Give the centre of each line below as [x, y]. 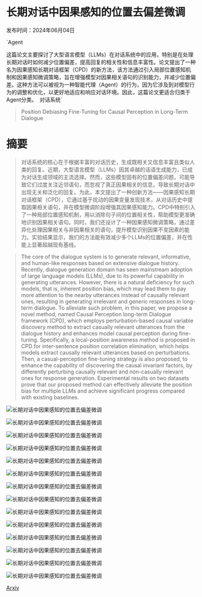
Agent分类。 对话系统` [34, 99]
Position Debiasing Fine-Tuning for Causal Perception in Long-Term [104, 111]
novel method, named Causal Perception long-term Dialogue [96, 314]
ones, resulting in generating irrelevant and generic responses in [101, 301]
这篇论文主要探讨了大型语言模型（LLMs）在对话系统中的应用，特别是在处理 [100, 54]
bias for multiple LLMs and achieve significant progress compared [103, 391]
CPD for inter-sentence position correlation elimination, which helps [105, 346]
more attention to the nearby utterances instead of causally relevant [105, 295]
